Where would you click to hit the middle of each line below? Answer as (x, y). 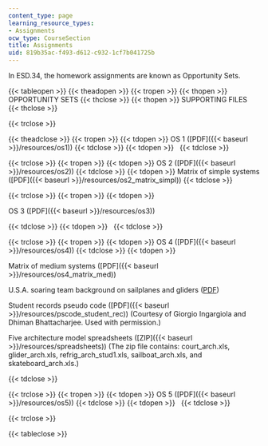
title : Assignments (41, 46)
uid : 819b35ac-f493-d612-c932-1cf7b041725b (82, 53)
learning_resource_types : (51, 23)
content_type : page (41, 16)
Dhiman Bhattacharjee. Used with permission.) (85, 322)
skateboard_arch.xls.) (44, 363)
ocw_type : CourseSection (49, 38)
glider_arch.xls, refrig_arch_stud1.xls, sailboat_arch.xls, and (105, 355)
